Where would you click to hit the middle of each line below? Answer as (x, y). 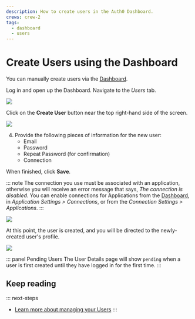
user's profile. (43, 237)
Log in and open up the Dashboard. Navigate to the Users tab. (81, 90)
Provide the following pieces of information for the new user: (88, 135)
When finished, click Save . (38, 172)
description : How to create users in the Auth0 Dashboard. (80, 11)
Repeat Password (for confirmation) (67, 154)
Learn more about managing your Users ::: (66, 309)
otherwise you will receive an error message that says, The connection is (95, 190)
